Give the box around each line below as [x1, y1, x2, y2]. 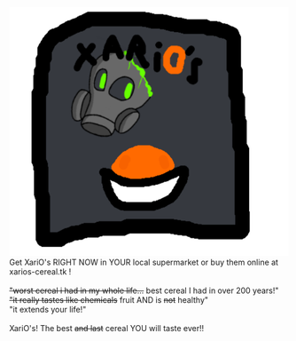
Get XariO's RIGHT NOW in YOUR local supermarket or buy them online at [9, 257, 279, 267]
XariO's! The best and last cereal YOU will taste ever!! [9, 322, 205, 333]
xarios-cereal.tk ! [9, 266, 72, 277]
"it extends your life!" [9, 304, 87, 314]
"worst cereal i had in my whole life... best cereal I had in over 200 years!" [9, 285, 279, 296]
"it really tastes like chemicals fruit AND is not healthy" [9, 294, 209, 305]
